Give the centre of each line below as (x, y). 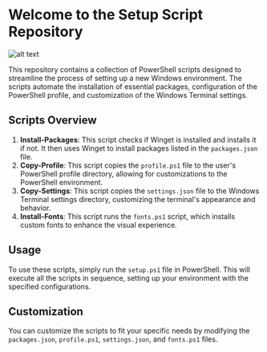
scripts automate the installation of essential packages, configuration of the (133, 87)
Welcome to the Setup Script (106, 15)
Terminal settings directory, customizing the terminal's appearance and (138, 199)
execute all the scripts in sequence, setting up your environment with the (129, 277)
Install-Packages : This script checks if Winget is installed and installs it (138, 140)
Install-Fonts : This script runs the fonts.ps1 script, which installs (127, 216)
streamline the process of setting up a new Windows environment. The (125, 78)
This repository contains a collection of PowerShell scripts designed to (125, 69)
